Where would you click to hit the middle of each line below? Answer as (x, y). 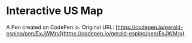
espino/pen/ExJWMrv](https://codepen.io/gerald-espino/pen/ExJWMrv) (95, 33)
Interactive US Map (55, 11)
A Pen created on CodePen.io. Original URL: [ (62, 27)
